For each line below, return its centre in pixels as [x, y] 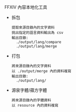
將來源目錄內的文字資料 [31, 66]
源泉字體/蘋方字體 [29, 90]
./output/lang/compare [39, 42]
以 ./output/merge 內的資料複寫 [41, 71]
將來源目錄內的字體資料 [31, 100]
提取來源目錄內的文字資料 [33, 28]
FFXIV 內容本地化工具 [26, 7]
